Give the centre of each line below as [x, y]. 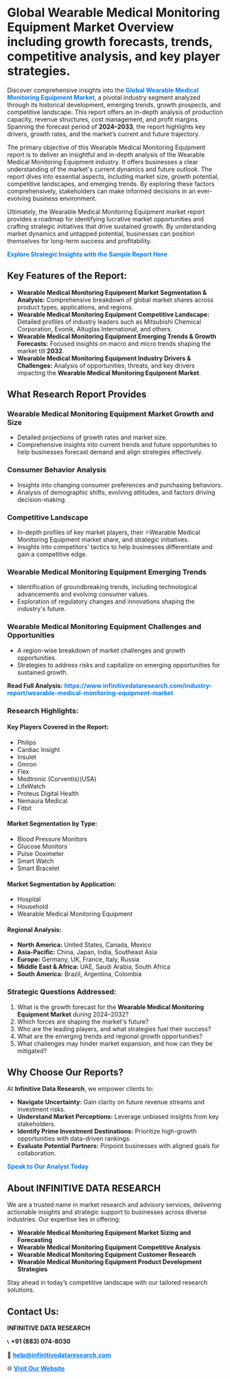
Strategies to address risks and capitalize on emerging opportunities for [118, 665]
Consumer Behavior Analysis [57, 470]
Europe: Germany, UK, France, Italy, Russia [78, 960]
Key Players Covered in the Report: [58, 727]
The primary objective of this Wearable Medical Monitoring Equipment [106, 147]
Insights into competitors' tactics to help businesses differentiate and [115, 547]
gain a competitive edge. [52, 554]
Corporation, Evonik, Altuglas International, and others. [95, 329]
